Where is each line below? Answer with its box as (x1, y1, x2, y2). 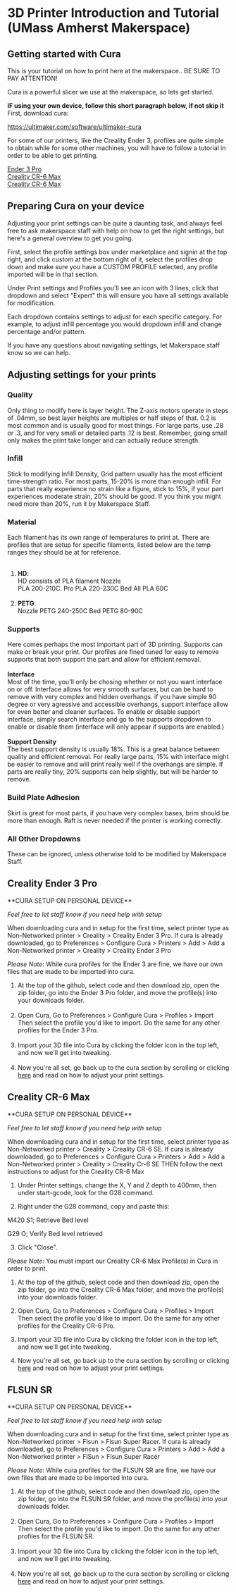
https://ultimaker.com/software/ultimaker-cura (7, 123, 142, 131)
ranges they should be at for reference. (7, 548, 121, 557)
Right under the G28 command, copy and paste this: (17, 1202, 170, 1210)
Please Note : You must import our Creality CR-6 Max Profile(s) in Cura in (7, 1257, 218, 1265)
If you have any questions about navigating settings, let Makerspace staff (7, 340, 221, 350)
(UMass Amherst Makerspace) (7, 20, 191, 36)
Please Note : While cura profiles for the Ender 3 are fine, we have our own (7, 960, 223, 968)
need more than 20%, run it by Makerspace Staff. (7, 499, 151, 508)
